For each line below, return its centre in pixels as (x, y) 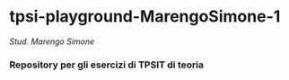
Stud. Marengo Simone (52, 41)
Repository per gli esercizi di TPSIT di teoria (107, 65)
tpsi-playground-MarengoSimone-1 (145, 17)
